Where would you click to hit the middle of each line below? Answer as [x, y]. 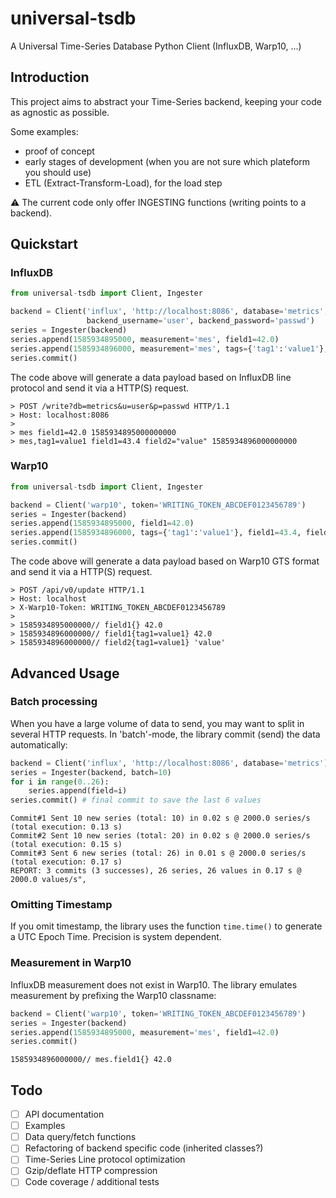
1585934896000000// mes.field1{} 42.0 [91, 1060]
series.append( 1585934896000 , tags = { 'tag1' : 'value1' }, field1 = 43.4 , [156, 533]
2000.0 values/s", [48, 880]
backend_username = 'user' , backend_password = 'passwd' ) [200, 321]
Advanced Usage [65, 673]
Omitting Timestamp [61, 905]
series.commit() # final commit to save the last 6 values [136, 800]
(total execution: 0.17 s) [66, 862]
